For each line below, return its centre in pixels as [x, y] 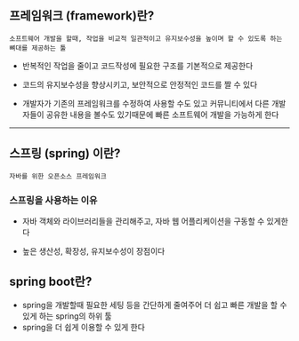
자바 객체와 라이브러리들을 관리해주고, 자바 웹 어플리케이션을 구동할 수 [143, 221]
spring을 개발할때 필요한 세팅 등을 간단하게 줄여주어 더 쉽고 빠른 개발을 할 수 [154, 305]
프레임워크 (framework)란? [82, 16]
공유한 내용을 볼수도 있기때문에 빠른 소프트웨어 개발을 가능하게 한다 [162, 115]
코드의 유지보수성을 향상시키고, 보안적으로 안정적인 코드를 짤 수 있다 [140, 84]
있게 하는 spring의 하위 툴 [67, 316]
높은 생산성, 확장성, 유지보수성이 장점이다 [93, 250]
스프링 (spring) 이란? [65, 154]
